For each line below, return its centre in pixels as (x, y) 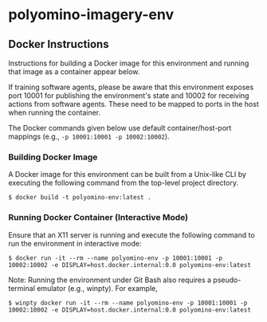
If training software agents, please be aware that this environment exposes (131, 87)
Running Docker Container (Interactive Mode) (98, 218)
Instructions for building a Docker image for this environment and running (129, 63)
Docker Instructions (59, 44)
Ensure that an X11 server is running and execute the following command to (132, 235)
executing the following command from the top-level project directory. (124, 183)
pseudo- (227, 280)
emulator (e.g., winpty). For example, (97, 288)
